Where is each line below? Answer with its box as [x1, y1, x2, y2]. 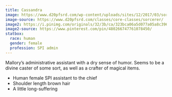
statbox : [5, 31, 24, 36]
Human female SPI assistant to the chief [12, 75, 97, 81]
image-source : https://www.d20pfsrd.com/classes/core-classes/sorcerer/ [5, 17, 164, 22]
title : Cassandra [5, 7, 42, 13]
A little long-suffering [12, 85, 58, 92]
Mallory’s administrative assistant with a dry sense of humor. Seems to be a [5, 59, 165, 65]
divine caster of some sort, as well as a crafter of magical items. [5, 65, 140, 71]
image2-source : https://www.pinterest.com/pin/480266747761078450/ [5, 27, 153, 32]
